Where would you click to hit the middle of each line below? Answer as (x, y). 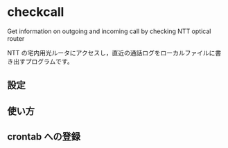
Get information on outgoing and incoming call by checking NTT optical (109, 31)
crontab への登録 (44, 137)
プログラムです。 (50, 61)
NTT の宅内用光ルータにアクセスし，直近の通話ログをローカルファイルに (111, 53)
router (16, 38)
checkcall (36, 12)
